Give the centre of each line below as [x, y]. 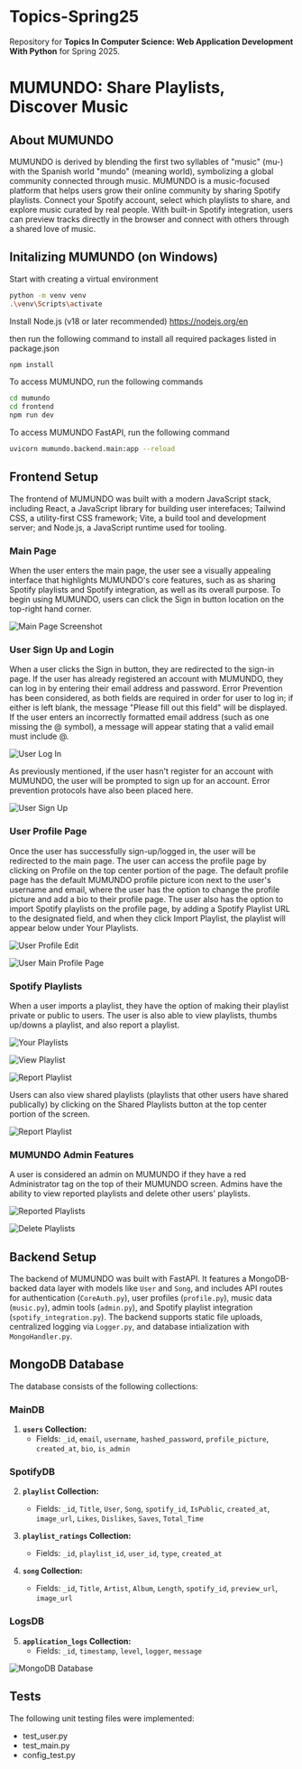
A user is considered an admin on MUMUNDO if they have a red [128, 1175]
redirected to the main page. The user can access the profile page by [138, 861]
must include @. [39, 736]
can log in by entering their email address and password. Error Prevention [146, 688]
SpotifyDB [32, 1472]
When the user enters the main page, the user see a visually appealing [140, 570]
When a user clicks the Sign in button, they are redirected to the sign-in [142, 669]
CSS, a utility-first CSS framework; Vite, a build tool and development [138, 518]
